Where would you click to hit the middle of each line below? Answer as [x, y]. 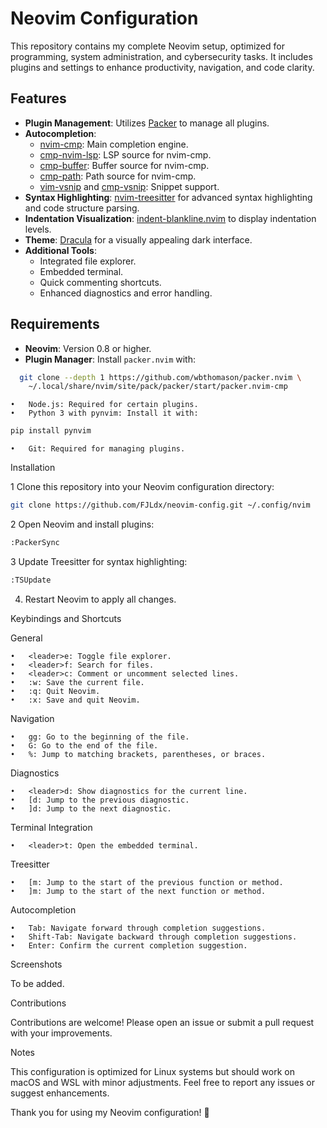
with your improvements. [61, 1033]
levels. [38, 229]
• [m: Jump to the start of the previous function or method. [147, 882]
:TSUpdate [31, 580]
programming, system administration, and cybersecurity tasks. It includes [161, 56]
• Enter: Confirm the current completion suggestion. [129, 945]
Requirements [55, 324]
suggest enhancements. [60, 1093]
